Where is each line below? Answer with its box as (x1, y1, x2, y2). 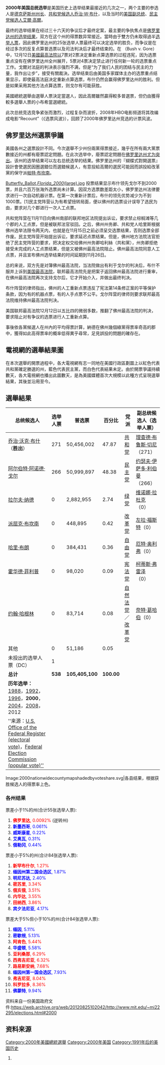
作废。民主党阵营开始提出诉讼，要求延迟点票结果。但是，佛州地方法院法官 (5, 233, 156, 239)
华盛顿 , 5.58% (12, 944, 42, 950)
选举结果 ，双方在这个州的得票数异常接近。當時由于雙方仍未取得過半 (18, 34, 156, 39)
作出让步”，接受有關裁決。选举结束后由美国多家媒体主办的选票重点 (18, 71, 154, 76)
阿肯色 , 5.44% (12, 939, 42, 944)
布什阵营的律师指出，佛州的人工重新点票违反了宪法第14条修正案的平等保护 (5, 285, 156, 291)
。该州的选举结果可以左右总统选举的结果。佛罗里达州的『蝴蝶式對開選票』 (10, 157, 160, 163)
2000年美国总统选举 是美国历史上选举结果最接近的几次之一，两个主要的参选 (5, 5, 159, 10)
